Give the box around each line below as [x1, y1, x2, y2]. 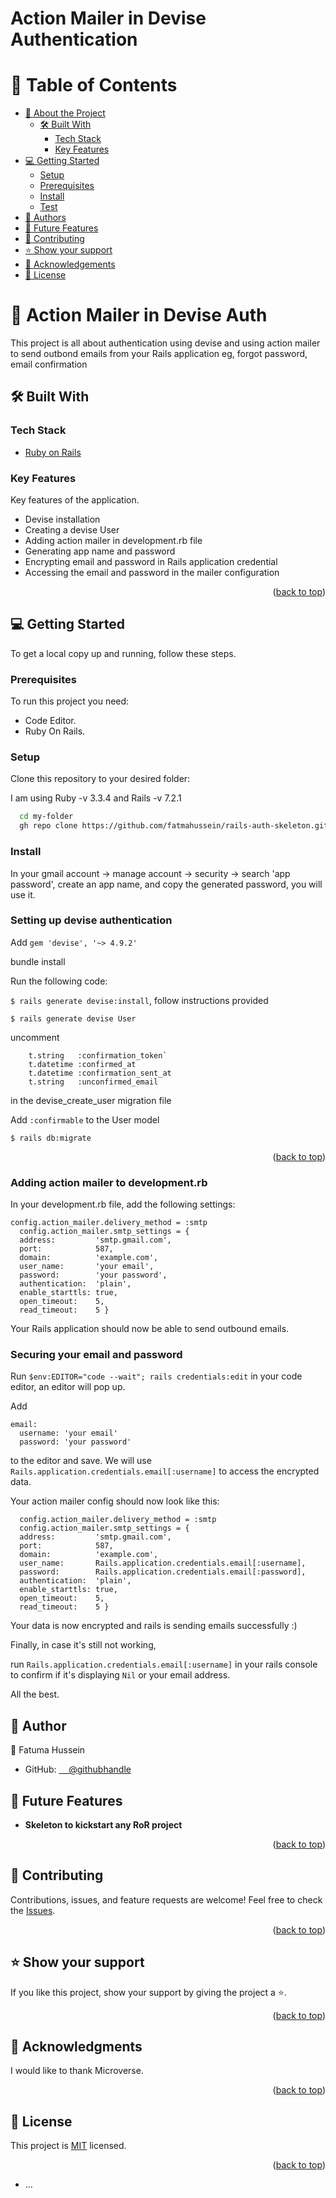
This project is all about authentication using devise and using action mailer [10, 337, 321, 349]
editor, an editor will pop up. [10, 1381, 126, 1393]
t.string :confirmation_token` [28, 1050, 168, 1061]
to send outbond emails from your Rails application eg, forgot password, [10, 348, 308, 360]
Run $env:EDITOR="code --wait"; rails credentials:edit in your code [10, 1370, 303, 1382]
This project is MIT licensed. [10, 2140, 127, 2152]
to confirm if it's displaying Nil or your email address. [10, 1669, 231, 1681]
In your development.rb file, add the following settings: [10, 1198, 236, 1211]
